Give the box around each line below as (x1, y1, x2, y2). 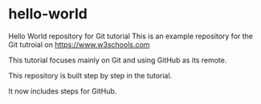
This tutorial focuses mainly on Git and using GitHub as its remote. (8, 55, 227, 65)
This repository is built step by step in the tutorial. (8, 70, 173, 80)
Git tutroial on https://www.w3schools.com (8, 39, 150, 49)
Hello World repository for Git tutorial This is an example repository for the (8, 31, 254, 41)
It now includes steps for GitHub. (8, 86, 117, 96)
